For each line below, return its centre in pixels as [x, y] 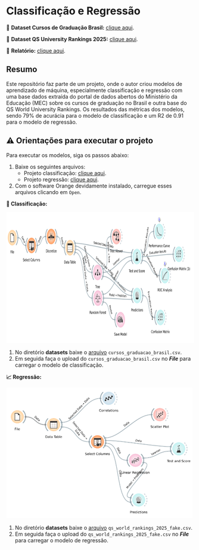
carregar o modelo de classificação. [59, 365]
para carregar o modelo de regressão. [61, 540]
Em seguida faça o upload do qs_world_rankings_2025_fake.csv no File [102, 534]
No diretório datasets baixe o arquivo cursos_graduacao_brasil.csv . [98, 352]
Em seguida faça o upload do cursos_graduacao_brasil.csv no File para [103, 358]
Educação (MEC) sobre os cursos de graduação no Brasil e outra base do [97, 103]
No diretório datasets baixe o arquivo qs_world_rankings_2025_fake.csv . [103, 527]
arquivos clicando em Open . [48, 192]
